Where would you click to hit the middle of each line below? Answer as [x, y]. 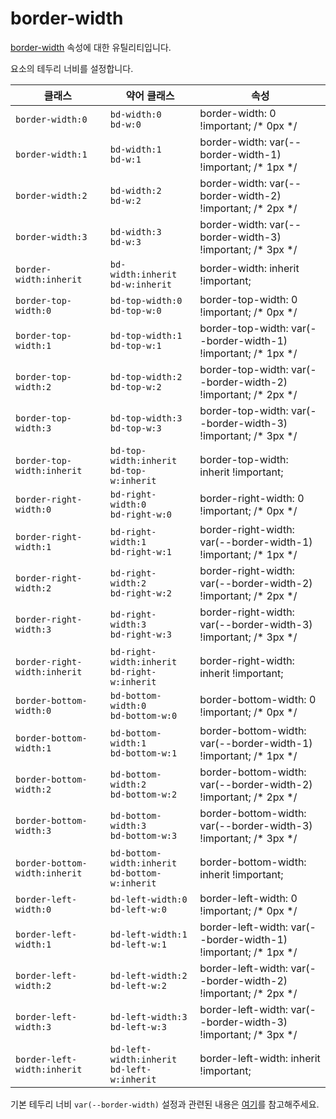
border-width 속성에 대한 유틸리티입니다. [91, 47]
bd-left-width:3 [148, 1016]
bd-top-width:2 [146, 376]
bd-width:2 [135, 190]
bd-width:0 [135, 114]
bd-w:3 [125, 241]
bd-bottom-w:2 [143, 794]
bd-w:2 [125, 200]
